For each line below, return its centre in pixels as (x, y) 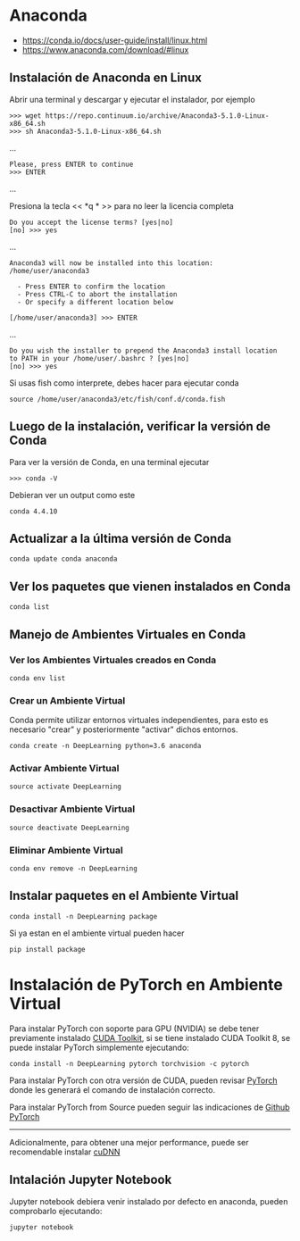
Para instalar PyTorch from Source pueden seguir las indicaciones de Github (150, 1107)
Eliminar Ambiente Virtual (66, 850)
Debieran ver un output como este (72, 495)
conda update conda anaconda (63, 559)
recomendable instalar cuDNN (65, 1152)
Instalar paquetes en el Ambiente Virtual (124, 896)
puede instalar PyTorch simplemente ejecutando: (99, 1047)
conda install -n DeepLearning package (83, 916)
